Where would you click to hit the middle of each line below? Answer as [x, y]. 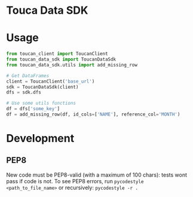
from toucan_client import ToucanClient [57, 54]
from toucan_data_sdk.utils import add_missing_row [72, 65]
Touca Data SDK [47, 10]
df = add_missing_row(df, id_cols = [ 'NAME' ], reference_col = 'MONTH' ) [93, 114]
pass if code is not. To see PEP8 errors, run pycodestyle [75, 181]
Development [40, 139]
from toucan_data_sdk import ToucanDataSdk [61, 59]
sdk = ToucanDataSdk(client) [42, 87]
